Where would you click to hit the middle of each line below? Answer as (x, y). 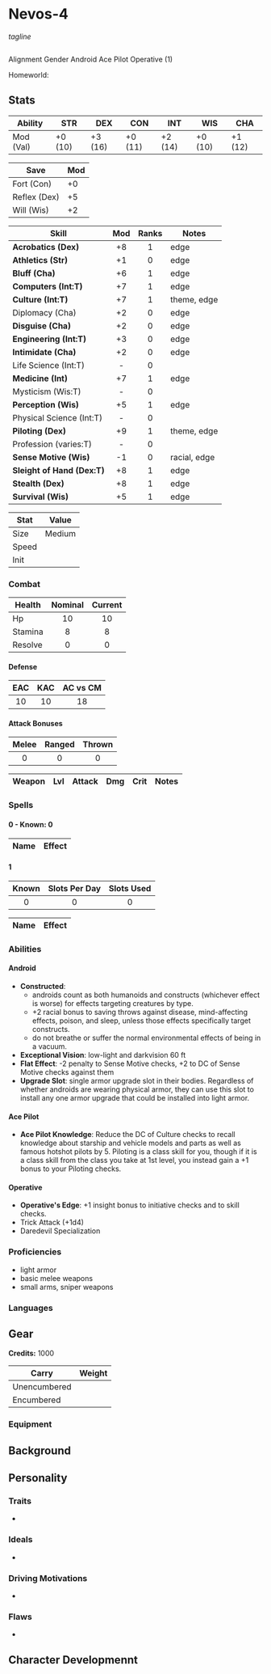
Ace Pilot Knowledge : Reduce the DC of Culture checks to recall (127, 1135)
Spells (21, 805)
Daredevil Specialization (60, 1231)
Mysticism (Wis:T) (47, 391)
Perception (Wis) (46, 404)
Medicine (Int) (40, 378)
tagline (20, 36)
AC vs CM (82, 688)
